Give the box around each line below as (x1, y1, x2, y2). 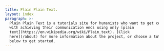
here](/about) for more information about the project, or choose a (9, 34, 152, 39)
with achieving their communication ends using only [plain (9, 25, 134, 30)
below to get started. (9, 39, 56, 44)
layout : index (5, 12, 34, 17)
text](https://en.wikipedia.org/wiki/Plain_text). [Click (9, 30, 130, 34)
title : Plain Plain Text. (5, 7, 58, 12)
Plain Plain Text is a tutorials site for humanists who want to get (9, 20, 154, 26)
